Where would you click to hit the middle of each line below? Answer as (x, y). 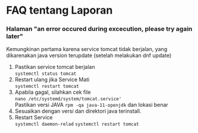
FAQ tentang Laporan (59, 10)
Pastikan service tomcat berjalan (55, 67)
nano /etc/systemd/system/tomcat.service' (68, 99)
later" (15, 36)
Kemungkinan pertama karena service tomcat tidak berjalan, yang (87, 49)
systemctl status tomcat (45, 74)
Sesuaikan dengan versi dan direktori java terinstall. (78, 111)
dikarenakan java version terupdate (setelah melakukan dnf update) (89, 56)
